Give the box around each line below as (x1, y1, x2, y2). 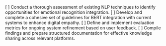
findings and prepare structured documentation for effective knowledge (5, 30, 153, 36)
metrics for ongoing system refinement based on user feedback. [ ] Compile (5, 25, 161, 31)
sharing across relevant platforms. (5, 35, 76, 41)
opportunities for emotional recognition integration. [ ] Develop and (5, 9, 143, 15)
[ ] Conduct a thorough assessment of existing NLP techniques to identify (5, 4, 156, 10)
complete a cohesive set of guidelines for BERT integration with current (5, 15, 152, 20)
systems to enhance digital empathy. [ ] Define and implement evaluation (5, 20, 155, 25)
